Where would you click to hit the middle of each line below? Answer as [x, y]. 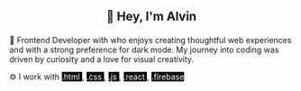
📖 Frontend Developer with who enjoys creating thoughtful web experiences [150, 41]
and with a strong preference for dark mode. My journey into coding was [144, 50]
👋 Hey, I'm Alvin [151, 17]
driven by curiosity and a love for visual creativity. [102, 59]
